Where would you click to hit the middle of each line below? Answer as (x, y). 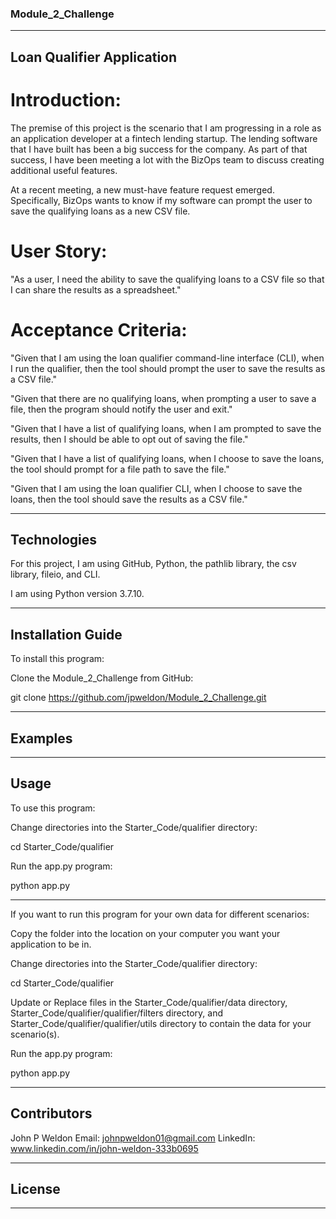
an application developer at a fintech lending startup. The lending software (164, 138)
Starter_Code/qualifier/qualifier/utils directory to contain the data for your (161, 1023)
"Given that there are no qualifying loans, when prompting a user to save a (163, 398)
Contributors (51, 1113)
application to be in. (51, 944)
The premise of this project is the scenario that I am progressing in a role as (166, 128)
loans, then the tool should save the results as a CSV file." (129, 499)
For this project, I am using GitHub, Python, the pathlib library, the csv (153, 564)
